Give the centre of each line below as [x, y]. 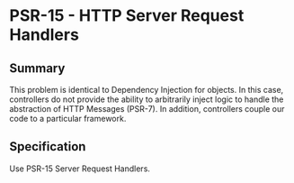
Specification [48, 146]
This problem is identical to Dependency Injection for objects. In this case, [147, 90]
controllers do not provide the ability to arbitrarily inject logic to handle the [147, 99]
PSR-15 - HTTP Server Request [127, 16]
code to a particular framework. [68, 119]
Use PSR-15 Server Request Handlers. [80, 169]
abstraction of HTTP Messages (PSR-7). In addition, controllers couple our [147, 109]
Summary [37, 68]
